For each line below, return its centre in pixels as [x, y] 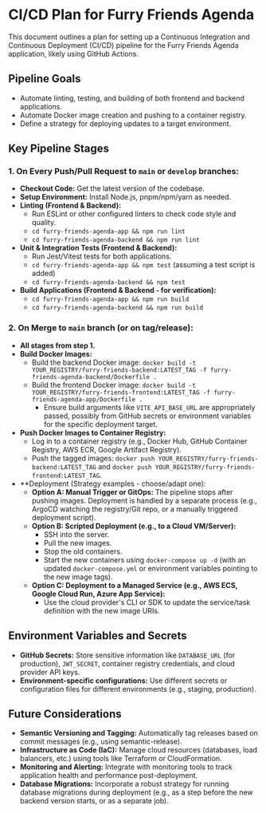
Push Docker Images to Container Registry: [93, 432]
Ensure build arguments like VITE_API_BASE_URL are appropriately [149, 407]
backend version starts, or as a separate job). [94, 801]
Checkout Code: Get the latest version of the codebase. [112, 188]
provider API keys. [50, 672]
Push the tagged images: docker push [93, 458]
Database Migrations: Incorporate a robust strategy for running [124, 784]
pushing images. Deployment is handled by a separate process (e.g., [144, 500]
